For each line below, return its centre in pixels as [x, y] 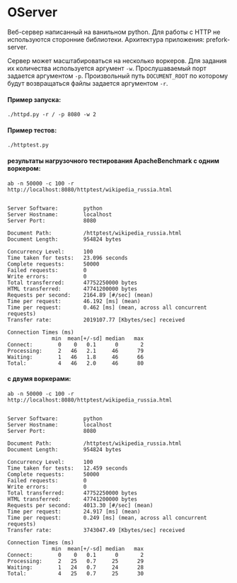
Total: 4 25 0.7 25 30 [75, 573]
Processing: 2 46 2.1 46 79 [75, 351]
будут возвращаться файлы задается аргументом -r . [88, 83]
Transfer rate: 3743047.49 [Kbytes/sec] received [96, 530]
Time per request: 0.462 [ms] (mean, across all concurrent [107, 307]
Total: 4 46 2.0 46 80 [75, 363]
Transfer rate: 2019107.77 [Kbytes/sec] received [96, 319]
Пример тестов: [32, 130]
